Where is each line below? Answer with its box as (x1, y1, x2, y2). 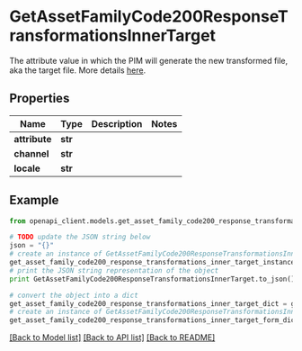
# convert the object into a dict (9, 291, 139, 300)
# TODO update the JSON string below (9, 232, 151, 242)
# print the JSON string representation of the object (9, 265, 219, 275)
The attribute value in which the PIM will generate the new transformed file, (9, 55, 289, 66)
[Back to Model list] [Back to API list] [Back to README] (9, 332, 216, 343)
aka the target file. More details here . (9, 65, 147, 76)
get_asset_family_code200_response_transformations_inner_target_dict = (9, 299, 288, 308)
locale (13, 162, 40, 175)
